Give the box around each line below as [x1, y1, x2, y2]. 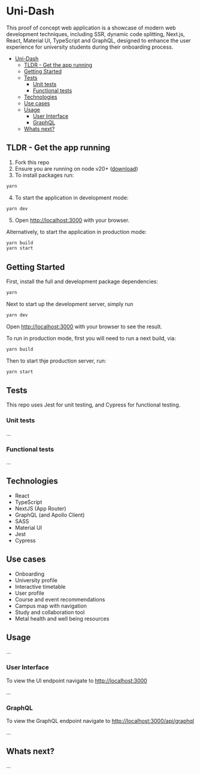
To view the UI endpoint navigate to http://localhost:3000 [6, 677, 148, 684]
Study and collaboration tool [14, 609, 85, 616]
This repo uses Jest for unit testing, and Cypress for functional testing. [6, 401, 181, 408]
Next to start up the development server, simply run [6, 300, 134, 307]
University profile [14, 576, 58, 584]
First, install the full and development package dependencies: [6, 278, 159, 285]
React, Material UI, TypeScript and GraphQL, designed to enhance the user [6, 37, 191, 44]
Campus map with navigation [14, 602, 87, 609]
